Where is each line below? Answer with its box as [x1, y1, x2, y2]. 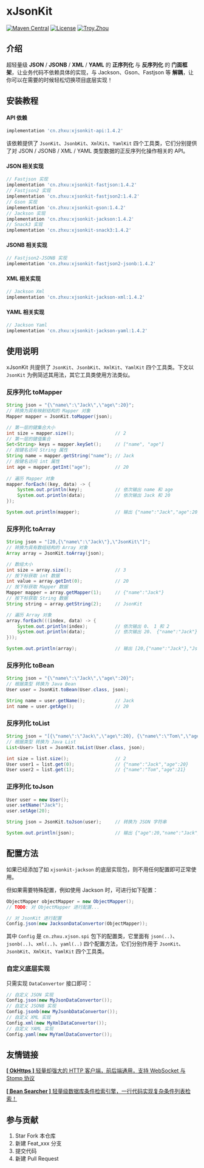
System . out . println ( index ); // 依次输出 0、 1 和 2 [17, 623, 170, 629]
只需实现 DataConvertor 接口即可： [6, 980, 93, 987]
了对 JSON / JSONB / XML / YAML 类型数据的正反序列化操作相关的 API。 [6, 148, 189, 155]
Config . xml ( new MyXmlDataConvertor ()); [6, 1020, 107, 1026]
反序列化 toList [6, 719, 50, 727]
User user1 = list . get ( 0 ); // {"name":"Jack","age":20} [6, 761, 189, 767]
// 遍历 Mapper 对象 [6, 475, 55, 482]
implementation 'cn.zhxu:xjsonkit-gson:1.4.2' [6, 204, 126, 211]
